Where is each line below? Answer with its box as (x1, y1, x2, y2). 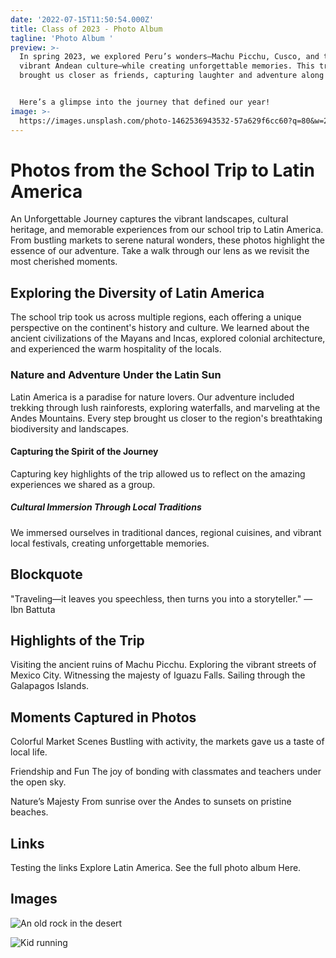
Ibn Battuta (10, 603, 56, 615)
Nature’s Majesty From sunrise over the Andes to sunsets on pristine (10, 796, 292, 808)
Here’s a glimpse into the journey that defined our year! (19, 97, 271, 107)
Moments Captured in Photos (10, 709, 197, 726)
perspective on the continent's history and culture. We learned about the (10, 322, 310, 334)
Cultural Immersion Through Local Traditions (10, 501, 202, 513)
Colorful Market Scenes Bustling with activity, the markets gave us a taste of (10, 736, 325, 748)
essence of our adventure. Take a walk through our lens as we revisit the (10, 245, 310, 257)
